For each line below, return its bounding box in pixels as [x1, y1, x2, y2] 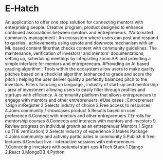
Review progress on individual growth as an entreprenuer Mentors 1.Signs [5, 123, 153, 129]
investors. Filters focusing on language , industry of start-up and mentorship [5, 81, 158, 87]
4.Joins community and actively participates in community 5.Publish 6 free [5, 133, 155, 139]
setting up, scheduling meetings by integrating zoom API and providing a [5, 55, 151, 61]
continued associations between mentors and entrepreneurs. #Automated [5, 29, 153, 35]
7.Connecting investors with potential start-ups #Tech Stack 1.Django [5, 144, 144, 150]
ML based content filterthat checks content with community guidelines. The [5, 45, 157, 51]
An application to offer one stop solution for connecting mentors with [5, 19, 144, 25]
